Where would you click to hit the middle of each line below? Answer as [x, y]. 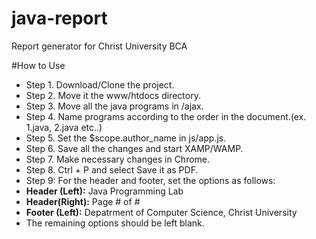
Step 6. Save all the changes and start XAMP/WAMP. [134, 148]
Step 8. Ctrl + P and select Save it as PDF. [112, 169]
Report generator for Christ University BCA [99, 46]
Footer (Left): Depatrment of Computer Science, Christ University [161, 212]
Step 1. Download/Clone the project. [100, 84]
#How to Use [38, 65]
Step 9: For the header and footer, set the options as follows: [150, 180]
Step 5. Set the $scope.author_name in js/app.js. [126, 138]
